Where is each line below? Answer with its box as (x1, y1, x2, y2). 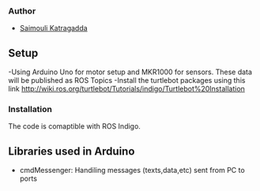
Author (8, 6, 36, 17)
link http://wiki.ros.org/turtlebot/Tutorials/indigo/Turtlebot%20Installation (8, 84, 245, 94)
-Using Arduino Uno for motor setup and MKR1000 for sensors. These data (8, 67, 253, 77)
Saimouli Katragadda (19, 24, 89, 33)
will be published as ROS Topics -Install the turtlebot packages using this (8, 76, 246, 85)
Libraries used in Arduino (8, 144, 135, 158)
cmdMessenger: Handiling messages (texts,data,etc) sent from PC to (19, 166, 245, 175)
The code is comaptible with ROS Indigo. (8, 122, 141, 131)
